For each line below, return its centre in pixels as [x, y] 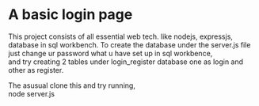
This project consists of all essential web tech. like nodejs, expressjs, [121, 36]
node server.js [32, 93]
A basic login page [70, 15]
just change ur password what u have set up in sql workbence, [110, 53]
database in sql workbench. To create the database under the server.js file [129, 44]
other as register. [36, 70]
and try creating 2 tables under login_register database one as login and [126, 62]
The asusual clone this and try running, [72, 85]
